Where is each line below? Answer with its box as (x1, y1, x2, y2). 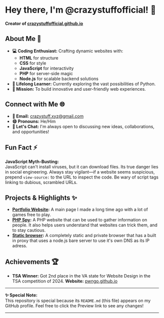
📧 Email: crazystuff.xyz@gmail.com (12, 113, 84, 119)
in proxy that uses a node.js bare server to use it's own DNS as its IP (12, 238, 150, 243)
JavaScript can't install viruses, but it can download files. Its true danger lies (5, 164, 159, 170)
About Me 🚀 (5, 35, 41, 43)
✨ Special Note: (5, 292, 38, 298)
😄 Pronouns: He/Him (12, 118, 56, 124)
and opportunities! (12, 129, 49, 135)
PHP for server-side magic (19, 70, 73, 76)
